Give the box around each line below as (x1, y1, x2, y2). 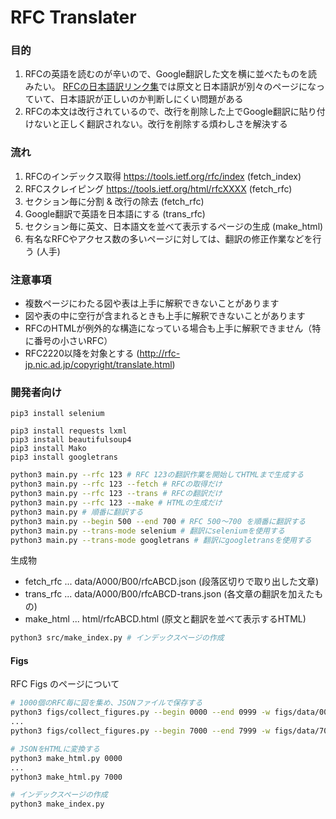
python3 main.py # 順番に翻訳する (10, 507, 144, 517)
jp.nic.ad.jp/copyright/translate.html (24, 359, 173, 371)
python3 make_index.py (10, 799, 105, 810)
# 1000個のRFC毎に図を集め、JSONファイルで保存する (10, 698, 203, 708)
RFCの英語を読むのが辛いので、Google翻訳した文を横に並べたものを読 (24, 68, 318, 80)
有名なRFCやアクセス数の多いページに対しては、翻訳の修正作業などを (24, 232, 313, 245)
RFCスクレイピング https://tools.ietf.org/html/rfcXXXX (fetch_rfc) (24, 182, 293, 195)
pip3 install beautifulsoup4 (10, 435, 132, 445)
